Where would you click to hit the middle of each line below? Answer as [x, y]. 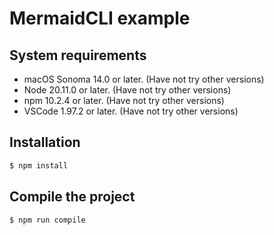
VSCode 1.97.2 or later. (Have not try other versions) [131, 111]
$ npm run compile [47, 220]
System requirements [78, 55]
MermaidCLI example [100, 18]
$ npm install [39, 165]
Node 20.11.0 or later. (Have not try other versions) [127, 90]
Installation [45, 142]
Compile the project [72, 197]
